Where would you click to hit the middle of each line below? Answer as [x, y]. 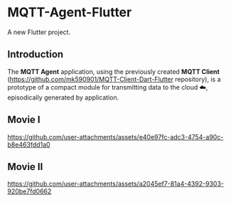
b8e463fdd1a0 [29, 144]
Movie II [25, 167]
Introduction [36, 54]
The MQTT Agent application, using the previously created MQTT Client [114, 71]
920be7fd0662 [29, 191]
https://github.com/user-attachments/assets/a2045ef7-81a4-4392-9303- [116, 184]
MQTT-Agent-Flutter [70, 12]
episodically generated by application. [63, 97]
